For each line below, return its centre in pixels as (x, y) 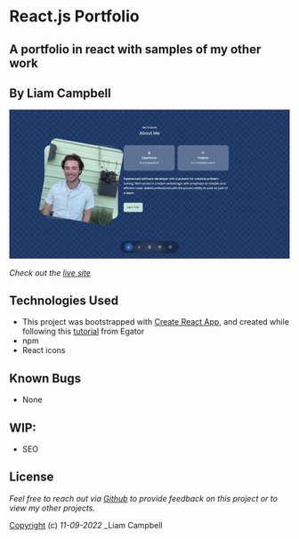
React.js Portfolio (74, 16)
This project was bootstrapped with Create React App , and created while (155, 322)
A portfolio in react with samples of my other (135, 49)
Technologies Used (64, 301)
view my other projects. (53, 508)
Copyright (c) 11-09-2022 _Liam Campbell (86, 525)
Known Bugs (45, 378)
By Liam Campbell (60, 93)
